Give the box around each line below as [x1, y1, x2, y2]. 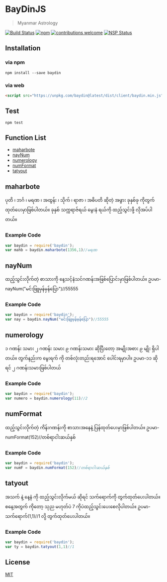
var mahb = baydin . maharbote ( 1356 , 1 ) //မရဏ [5, 247, 98, 252]
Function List [5, 133, 46, 142]
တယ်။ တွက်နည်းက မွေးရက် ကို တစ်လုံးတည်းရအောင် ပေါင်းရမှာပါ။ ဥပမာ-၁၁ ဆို [5, 355, 158, 361]
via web [5, 82, 25, 89]
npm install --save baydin [5, 70, 61, 75]
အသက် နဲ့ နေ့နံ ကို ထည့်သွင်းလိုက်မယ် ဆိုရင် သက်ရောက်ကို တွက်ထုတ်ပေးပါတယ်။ [5, 494, 161, 500]
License [5, 558, 30, 567]
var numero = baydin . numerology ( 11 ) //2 [5, 396, 88, 401]
